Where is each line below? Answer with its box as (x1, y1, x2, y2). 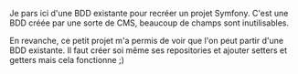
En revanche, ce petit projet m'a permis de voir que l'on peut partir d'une (9, 36, 284, 46)
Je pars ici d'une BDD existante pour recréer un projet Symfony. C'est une (9, 8, 289, 18)
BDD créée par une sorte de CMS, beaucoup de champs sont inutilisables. (9, 17, 290, 28)
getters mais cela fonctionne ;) (9, 55, 125, 65)
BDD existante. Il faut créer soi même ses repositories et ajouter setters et (9, 45, 288, 56)
